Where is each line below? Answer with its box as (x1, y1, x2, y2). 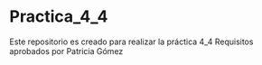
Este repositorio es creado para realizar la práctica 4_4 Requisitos (9, 36, 254, 47)
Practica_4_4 (9, 6, 108, 27)
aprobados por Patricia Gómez (9, 45, 124, 56)
